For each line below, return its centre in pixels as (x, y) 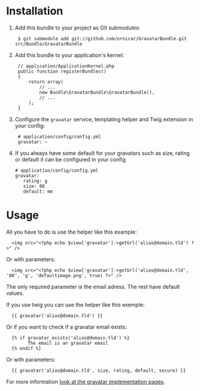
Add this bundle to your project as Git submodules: (78, 28)
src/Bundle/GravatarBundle (49, 44)
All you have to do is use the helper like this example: (72, 232)
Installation (35, 11)
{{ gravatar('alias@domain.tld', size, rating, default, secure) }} (99, 371)
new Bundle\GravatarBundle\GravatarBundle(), (97, 92)
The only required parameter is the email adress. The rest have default (93, 286)
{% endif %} (27, 348)
